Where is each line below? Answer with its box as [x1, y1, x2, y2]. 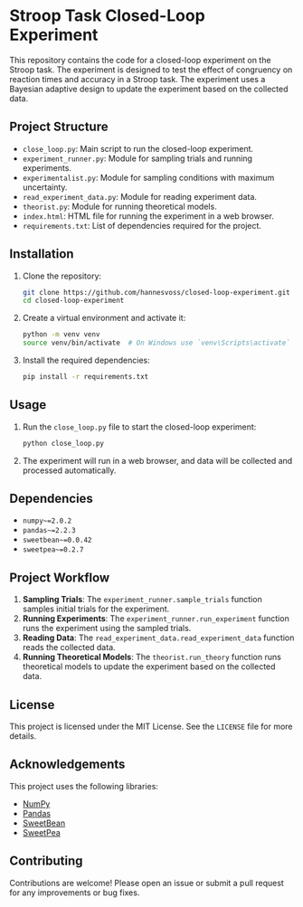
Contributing [9, 854, 83, 869]
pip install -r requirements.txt [22, 373, 149, 382]
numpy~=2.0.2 [22, 516, 72, 525]
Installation [9, 246, 74, 262]
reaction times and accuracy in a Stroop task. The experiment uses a [9, 73, 266, 84]
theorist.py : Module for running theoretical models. [22, 201, 217, 212]
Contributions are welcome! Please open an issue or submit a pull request [9, 877, 285, 888]
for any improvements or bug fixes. [9, 887, 140, 898]
